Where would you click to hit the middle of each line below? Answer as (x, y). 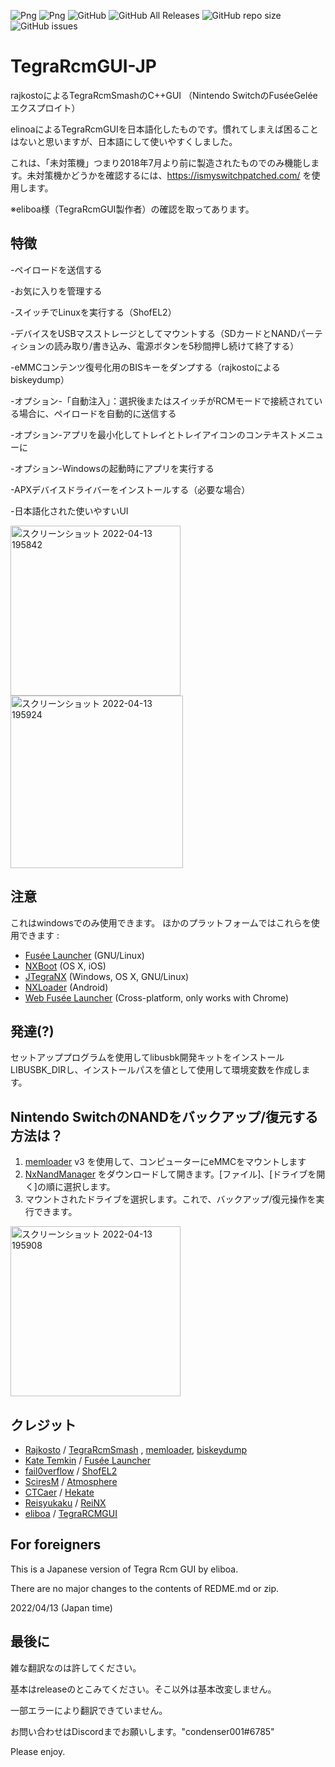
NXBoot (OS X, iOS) (65, 966)
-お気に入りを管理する (56, 291)
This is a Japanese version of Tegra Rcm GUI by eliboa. (124, 1569)
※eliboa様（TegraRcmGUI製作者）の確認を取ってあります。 (132, 209)
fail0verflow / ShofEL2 (71, 1471)
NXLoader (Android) (66, 987)
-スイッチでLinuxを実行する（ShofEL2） (93, 312)
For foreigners (56, 1545)
